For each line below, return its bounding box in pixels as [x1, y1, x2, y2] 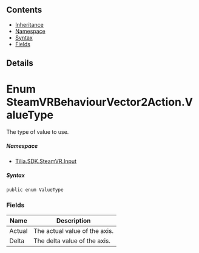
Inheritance [15, 21, 44, 28]
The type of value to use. [6, 128, 69, 136]
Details [6, 58, 33, 69]
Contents [6, 5, 42, 15]
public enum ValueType [6, 187, 64, 193]
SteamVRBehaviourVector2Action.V [6, 95, 193, 109]
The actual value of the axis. [33, 227, 114, 235]
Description [56, 217, 91, 225]
